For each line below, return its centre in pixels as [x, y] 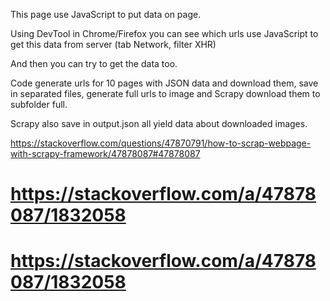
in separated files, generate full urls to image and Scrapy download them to [165, 93]
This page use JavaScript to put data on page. [106, 14]
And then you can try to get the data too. [94, 63]
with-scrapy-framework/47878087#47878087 [105, 153]
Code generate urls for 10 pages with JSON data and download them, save [164, 83]
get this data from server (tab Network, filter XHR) [113, 44]
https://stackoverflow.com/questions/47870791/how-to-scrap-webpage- [161, 143]
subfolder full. [39, 104]
